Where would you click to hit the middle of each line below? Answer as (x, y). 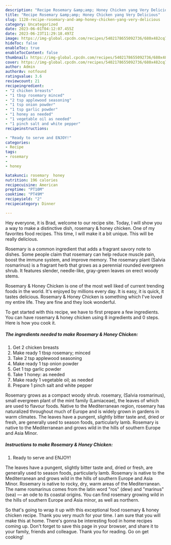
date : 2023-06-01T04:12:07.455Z (39, 29)
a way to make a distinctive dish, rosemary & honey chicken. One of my (80, 228)
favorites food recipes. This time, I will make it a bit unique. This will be (79, 233)
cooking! (15, 537)
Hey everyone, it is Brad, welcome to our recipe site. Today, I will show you (84, 223)
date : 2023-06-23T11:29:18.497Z (39, 34)
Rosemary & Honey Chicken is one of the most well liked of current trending (85, 286)
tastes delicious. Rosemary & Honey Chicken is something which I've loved (84, 297)
